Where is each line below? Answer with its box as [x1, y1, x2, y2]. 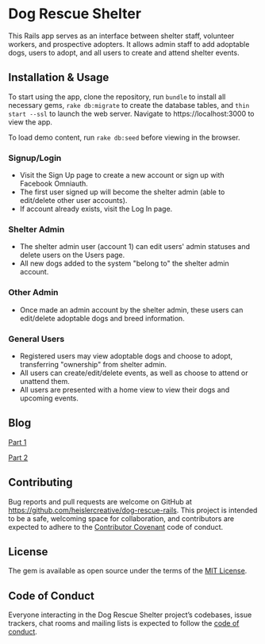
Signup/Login [8, 152, 62, 163]
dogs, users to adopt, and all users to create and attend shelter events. [8, 48, 240, 57]
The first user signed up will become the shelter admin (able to [19, 187, 225, 197]
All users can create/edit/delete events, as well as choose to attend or [19, 368, 248, 378]
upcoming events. [19, 393, 79, 403]
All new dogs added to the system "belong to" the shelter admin [19, 259, 229, 268]
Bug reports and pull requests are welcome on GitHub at [8, 496, 193, 506]
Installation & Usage [8, 71, 109, 84]
